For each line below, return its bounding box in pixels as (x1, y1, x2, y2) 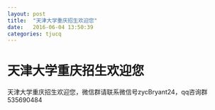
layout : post (7, 10, 46, 18)
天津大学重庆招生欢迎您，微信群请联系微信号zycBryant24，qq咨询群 (7, 88, 208, 97)
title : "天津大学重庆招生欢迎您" (7, 17, 98, 24)
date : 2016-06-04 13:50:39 (7, 23, 94, 31)
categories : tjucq (7, 30, 62, 38)
